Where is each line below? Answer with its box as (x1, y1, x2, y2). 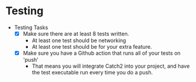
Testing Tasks (14, 24, 49, 31)
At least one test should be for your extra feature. (31, 43, 152, 50)
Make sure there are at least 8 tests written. (23, 30, 130, 37)
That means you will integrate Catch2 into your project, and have (31, 62, 190, 70)
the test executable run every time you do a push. (31, 69, 153, 76)
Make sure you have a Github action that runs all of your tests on (23, 49, 181, 56)
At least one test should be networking (31, 37, 127, 44)
